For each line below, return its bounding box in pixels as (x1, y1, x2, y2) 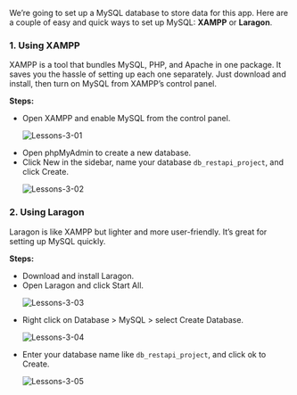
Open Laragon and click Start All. (21, 280, 144, 291)
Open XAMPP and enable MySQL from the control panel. (21, 113, 231, 124)
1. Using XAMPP (9, 39, 80, 52)
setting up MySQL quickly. (9, 235, 106, 246)
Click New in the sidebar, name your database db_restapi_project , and (21, 157, 284, 168)
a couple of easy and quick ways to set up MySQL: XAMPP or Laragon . (9, 17, 273, 28)
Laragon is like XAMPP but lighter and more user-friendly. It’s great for (9, 226, 268, 237)
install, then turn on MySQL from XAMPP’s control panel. (9, 78, 217, 89)
